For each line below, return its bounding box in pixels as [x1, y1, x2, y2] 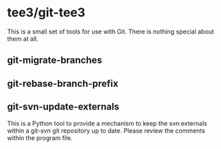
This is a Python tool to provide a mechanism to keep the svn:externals [7, 119, 207, 127]
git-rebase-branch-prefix [7, 77, 119, 90]
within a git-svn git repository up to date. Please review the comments [7, 126, 206, 135]
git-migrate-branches [7, 55, 102, 66]
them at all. [7, 34, 39, 42]
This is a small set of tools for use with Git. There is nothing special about [7, 27, 214, 36]
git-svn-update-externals [7, 101, 119, 113]
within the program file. [7, 133, 73, 141]
